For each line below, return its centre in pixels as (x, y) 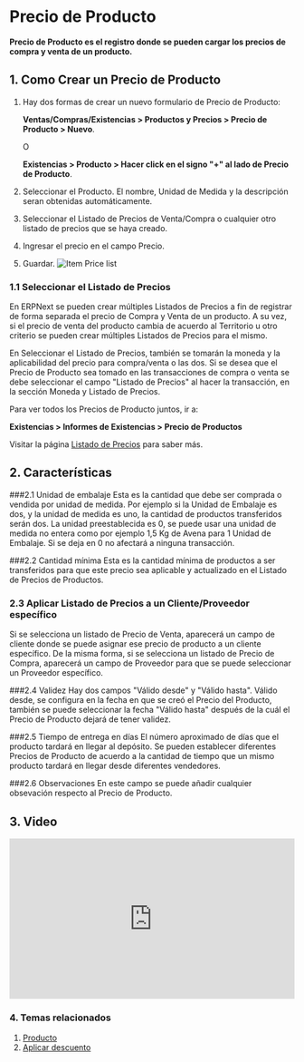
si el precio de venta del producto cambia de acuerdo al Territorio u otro (143, 326)
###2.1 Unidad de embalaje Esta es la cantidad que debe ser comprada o (146, 494)
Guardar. (39, 263)
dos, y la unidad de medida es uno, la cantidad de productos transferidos (146, 513)
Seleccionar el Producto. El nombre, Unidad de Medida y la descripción (155, 191)
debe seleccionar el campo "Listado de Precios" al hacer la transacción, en (149, 382)
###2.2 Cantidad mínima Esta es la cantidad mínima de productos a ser (142, 560)
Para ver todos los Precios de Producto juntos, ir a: (104, 409)
